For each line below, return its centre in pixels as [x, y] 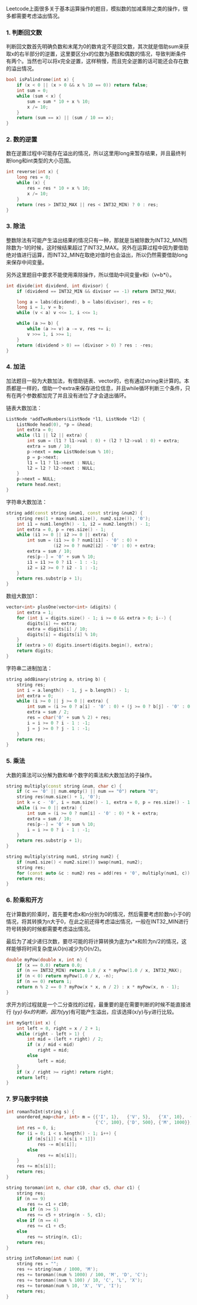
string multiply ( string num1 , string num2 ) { [62, 857]
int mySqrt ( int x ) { [31, 1023]
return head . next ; [39, 485]
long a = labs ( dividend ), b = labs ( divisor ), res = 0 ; [85, 302]
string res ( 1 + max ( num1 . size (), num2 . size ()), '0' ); [84, 519]
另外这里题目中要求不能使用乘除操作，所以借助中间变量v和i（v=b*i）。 [90, 274]
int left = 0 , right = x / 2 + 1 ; [59, 1028]
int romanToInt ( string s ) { [40, 1112]
